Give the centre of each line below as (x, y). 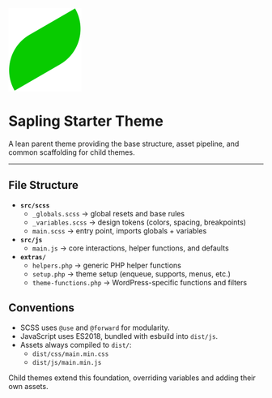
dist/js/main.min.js (67, 362)
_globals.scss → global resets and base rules (108, 213)
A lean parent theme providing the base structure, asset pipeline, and (124, 143)
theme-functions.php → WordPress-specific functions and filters (140, 282)
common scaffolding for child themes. (72, 152)
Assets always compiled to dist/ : (76, 345)
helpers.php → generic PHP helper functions (107, 265)
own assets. (28, 386)
